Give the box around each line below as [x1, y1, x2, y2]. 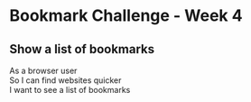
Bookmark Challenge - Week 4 [9, 5, 243, 26]
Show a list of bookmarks [9, 42, 155, 57]
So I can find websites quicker [9, 75, 122, 86]
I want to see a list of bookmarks [9, 85, 131, 95]
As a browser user [9, 65, 78, 76]
